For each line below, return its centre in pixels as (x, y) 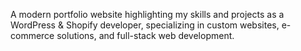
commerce (32, 35)
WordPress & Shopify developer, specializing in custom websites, (145, 25)
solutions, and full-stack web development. (145, 35)
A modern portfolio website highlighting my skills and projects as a (147, 14)
